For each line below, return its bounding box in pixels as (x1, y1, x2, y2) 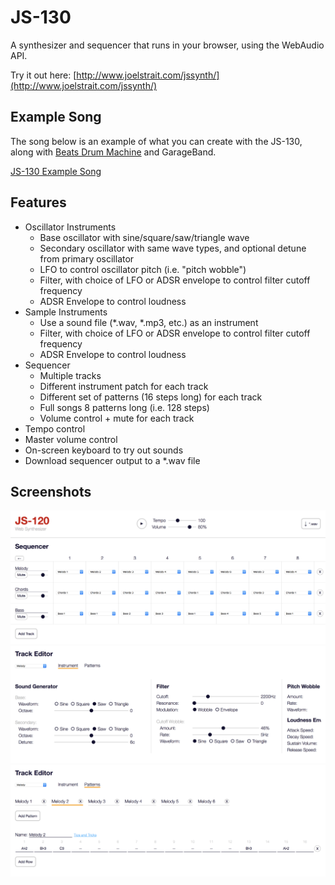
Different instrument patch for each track (39, 380, 209, 392)
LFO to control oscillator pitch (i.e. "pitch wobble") (39, 263, 247, 275)
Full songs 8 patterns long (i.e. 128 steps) (39, 401, 210, 413)
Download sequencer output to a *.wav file (24, 454, 201, 466)
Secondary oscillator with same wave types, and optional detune (39, 242, 307, 254)
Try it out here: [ (10, 69, 77, 81)
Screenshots (10, 483, 92, 500)
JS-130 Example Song (10, 165, 102, 177)
